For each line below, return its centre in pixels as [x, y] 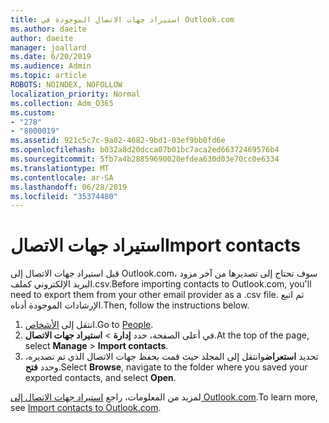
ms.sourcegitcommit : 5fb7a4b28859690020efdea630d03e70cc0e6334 [145, 159]
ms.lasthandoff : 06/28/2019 [69, 187]
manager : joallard [48, 47]
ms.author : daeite [48, 29]
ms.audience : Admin [51, 66]
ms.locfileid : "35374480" [64, 196]
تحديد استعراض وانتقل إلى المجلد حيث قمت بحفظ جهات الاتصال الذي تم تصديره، [171, 357]
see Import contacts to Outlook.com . [86, 408]
